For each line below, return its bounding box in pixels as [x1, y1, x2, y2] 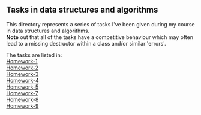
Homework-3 [6, 70, 39, 77]
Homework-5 [6, 83, 39, 90]
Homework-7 [6, 89, 39, 96]
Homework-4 [6, 77, 39, 84]
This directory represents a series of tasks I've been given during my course [6, 20, 195, 28]
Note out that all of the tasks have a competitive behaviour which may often [6, 33, 194, 41]
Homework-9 [6, 102, 39, 110]
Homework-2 [6, 64, 39, 71]
